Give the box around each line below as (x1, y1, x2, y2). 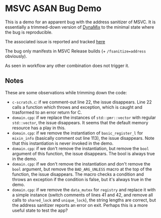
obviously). (5, 53, 28, 59)
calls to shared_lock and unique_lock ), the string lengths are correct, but (12, 197, 156, 203)
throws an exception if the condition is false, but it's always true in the (12, 176, 151, 182)
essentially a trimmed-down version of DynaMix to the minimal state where (5, 24, 154, 30)
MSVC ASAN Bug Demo (5, 3, 102, 14)
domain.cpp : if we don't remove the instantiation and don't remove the (12, 161, 151, 167)
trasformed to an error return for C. (12, 109, 82, 115)
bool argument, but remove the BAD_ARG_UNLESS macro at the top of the (12, 166, 152, 172)
